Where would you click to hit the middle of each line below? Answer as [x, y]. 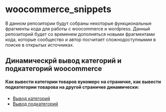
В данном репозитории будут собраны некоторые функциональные [78, 23]
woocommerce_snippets [58, 9]
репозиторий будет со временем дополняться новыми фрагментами [80, 34]
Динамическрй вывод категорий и [64, 61]
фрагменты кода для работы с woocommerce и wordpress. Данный [78, 28]
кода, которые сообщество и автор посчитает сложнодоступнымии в [80, 40]
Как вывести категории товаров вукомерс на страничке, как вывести [83, 82]
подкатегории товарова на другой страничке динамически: [72, 87]
